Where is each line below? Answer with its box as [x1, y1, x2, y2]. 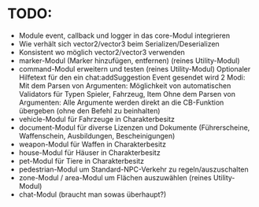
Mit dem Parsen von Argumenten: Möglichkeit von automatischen [18, 80, 231, 91]
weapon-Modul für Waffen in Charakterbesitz [18, 139, 167, 149]
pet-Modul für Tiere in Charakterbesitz [18, 156, 145, 165]
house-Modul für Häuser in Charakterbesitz [18, 147, 161, 157]
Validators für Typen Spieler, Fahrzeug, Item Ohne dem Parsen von [18, 89, 235, 98]
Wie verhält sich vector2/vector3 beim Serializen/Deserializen [18, 39, 220, 48]
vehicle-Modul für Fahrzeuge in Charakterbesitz [18, 114, 175, 124]
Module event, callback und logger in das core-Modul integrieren [18, 31, 230, 40]
